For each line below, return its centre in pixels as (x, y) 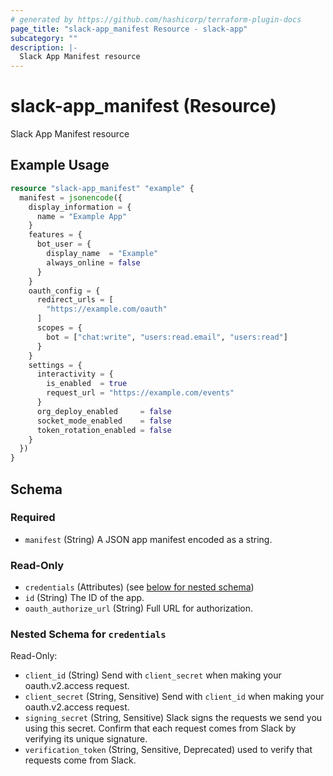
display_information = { (80, 207)
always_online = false (93, 262)
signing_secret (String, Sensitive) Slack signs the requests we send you (173, 718)
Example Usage (60, 165)
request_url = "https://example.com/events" (140, 393)
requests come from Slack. (80, 760)
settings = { (55, 365)
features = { (55, 235)
